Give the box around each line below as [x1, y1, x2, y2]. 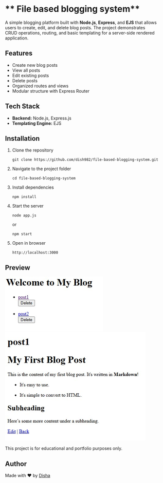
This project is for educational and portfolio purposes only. [5, 445, 123, 451]
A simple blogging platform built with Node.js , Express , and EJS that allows [5, 19, 157, 25]
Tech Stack [5, 102, 40, 111]
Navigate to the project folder [12, 166, 72, 172]
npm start [12, 232, 33, 237]
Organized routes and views [12, 83, 69, 89]
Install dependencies [12, 184, 54, 191]
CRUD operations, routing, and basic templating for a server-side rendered [5, 30, 155, 36]
